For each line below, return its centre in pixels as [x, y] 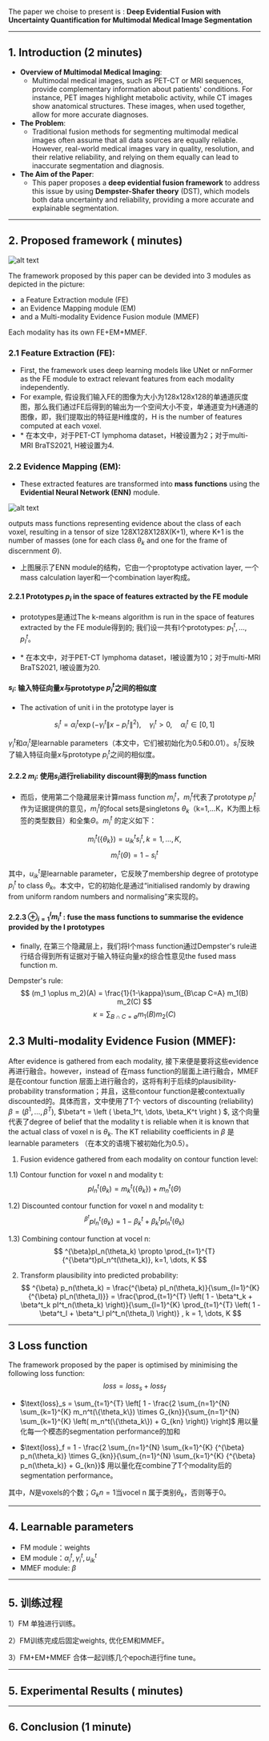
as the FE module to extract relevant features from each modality [127, 379]
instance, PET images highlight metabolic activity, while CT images [142, 97]
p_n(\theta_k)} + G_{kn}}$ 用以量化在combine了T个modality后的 [126, 1466]
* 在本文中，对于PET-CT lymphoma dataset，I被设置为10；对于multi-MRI [140, 657]
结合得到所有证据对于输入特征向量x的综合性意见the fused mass [131, 956]
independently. [44, 387]
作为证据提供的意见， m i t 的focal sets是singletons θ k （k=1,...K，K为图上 [137, 808]
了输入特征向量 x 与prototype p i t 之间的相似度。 [84, 755]
